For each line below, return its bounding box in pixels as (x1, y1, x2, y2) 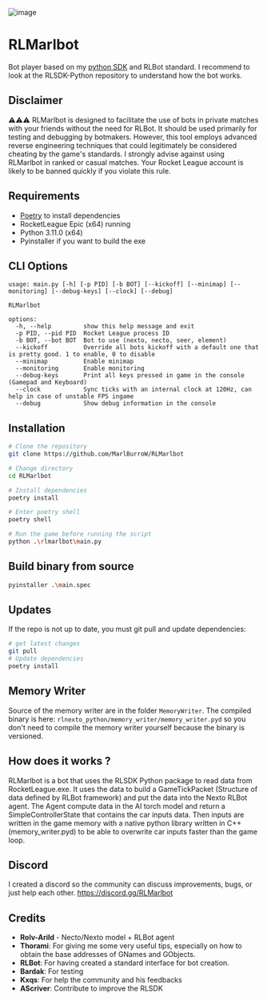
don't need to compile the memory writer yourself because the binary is (8, 722, 245, 732)
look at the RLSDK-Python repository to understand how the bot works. (8, 70, 242, 80)
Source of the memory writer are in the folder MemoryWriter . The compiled (8, 706, 252, 715)
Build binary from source (8, 560, 134, 573)
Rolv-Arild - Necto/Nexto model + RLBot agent (19, 933, 175, 943)
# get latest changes (8, 640, 81, 648)
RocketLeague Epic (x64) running (19, 219, 131, 228)
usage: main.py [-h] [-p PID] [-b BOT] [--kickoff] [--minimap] (8, 280, 227, 288)
